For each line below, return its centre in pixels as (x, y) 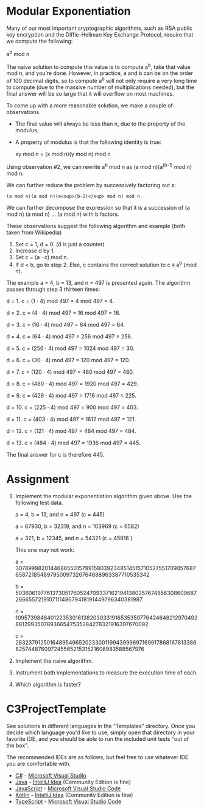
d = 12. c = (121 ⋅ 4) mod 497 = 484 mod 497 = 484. (71, 431)
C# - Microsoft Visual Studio (51, 776)
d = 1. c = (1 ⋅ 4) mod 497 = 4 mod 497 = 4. (60, 301)
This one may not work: (45, 550)
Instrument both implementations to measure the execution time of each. (106, 673)
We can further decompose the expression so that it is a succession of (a (98, 207)
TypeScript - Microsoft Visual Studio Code (68, 802)
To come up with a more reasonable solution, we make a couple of (90, 105)
